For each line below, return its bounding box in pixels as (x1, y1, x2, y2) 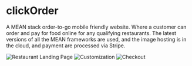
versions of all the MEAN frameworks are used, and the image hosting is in (6, 36, 187, 43)
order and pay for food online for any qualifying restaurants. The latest (6, 29, 177, 36)
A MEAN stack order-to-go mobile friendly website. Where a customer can (6, 23, 187, 30)
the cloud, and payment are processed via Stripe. (6, 42, 126, 49)
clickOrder (6, 4, 59, 18)
